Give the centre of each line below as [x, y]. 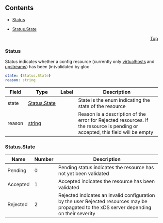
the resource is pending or [108, 126]
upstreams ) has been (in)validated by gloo [47, 67]
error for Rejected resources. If [113, 120]
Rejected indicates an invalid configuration [106, 195]
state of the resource [102, 106]
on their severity [77, 214]
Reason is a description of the [112, 114]
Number [44, 159]
